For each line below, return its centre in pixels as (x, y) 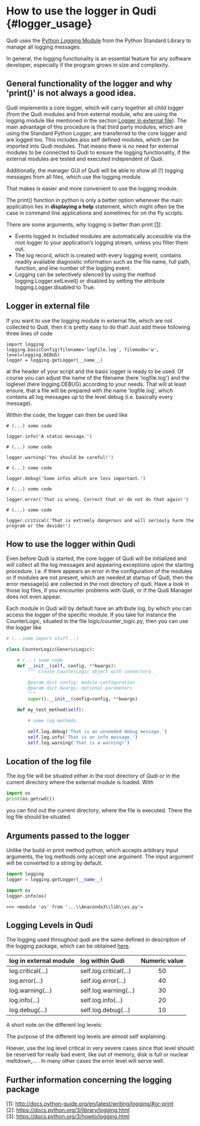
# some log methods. (53, 721)
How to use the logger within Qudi (71, 544)
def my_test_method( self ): (51, 710)
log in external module (42, 961)
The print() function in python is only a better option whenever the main (94, 200)
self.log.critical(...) (106, 971)
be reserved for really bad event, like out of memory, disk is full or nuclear (97, 1054)
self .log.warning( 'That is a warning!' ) (79, 743)
